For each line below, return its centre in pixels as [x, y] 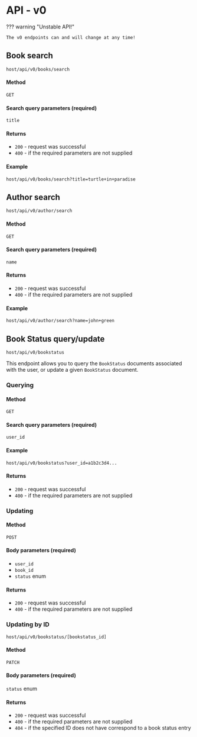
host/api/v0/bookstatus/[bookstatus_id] [57, 637]
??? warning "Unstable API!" [40, 27]
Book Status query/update [55, 339]
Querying [20, 385]
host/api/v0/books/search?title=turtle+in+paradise [71, 179]
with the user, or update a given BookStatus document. [72, 370]
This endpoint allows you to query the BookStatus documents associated [94, 363]
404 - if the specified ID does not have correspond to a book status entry [103, 728]
